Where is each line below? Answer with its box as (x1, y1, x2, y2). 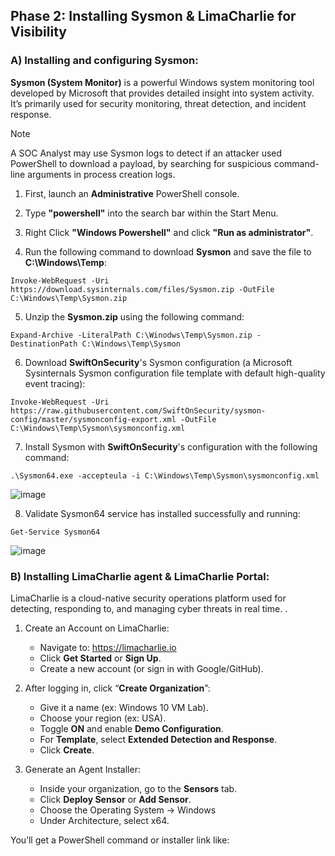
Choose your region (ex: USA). (39, 712, 167, 724)
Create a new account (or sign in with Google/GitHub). (39, 662, 264, 674)
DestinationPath (10, 339, 78, 349)
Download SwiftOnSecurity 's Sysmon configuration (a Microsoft (24, 356, 293, 368)
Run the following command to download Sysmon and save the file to (24, 245, 312, 258)
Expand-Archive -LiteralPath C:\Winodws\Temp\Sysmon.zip (10, 330, 253, 340)
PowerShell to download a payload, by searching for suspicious (10, 157, 272, 169)
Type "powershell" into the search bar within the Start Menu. (24, 207, 279, 219)
